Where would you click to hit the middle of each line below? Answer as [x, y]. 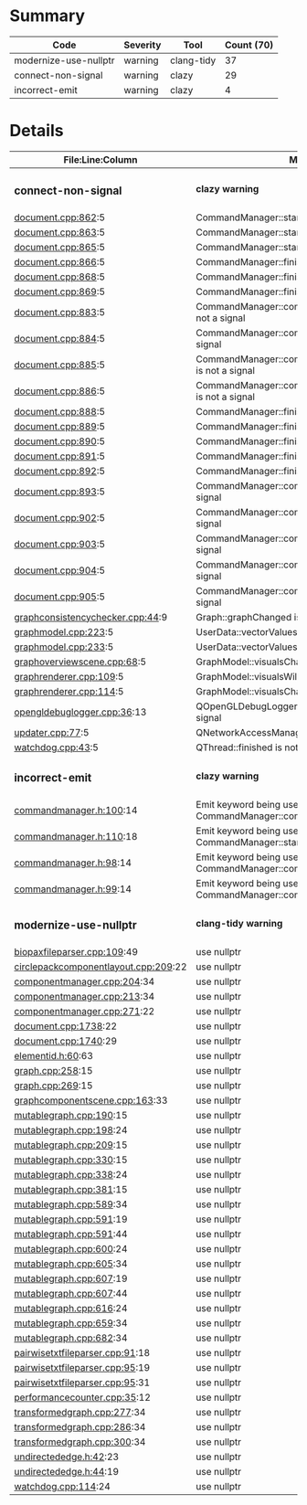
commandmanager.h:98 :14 [73, 863]
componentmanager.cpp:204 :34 [85, 981]
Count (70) [249, 45]
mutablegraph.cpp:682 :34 [71, 1338]
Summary [47, 16]
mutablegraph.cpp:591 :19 [71, 1219]
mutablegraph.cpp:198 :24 [71, 1129]
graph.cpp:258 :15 [53, 1070]
